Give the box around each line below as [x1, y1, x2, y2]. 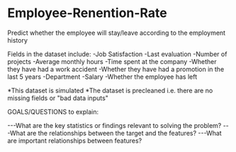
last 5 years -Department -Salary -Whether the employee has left [7, 72, 197, 81]
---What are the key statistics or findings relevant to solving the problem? [7, 121, 222, 129]
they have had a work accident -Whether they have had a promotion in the [7, 65, 225, 73]
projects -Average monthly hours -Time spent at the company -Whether [7, 57, 217, 65]
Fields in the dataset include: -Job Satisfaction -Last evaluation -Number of [7, 50, 227, 58]
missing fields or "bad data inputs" [7, 94, 108, 102]
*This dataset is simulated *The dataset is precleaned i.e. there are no [7, 86, 213, 94]
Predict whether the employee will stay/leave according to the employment [7, 28, 225, 37]
